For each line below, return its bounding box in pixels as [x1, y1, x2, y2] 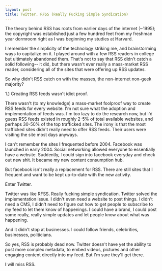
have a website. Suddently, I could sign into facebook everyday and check [5, 151, 156, 158]
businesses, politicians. [5, 232, 53, 237]
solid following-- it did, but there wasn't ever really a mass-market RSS [5, 61, 148, 67]
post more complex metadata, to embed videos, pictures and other [5, 246, 140, 252]
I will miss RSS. [5, 261, 36, 267]
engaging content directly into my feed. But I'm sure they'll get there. [5, 252, 144, 258]
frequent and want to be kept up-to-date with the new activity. [5, 171, 131, 177]
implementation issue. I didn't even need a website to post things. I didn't [5, 196, 153, 202]
